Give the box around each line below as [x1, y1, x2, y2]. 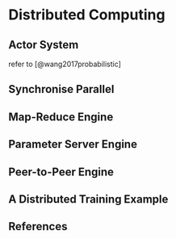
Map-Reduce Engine [8, 110, 114, 124]
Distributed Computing [8, 6, 166, 24]
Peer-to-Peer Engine [8, 165, 115, 178]
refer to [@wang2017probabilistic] [8, 59, 121, 69]
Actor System [8, 38, 79, 52]
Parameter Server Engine [8, 137, 137, 151]
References [8, 220, 68, 233]
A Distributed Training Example [8, 192, 169, 206]
